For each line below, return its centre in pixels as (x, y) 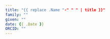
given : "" (16, 19)
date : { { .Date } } (25, 24)
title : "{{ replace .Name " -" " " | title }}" (55, 10)
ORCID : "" (16, 29)
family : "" (17, 15)
